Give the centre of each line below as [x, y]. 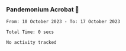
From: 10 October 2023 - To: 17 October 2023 [63, 22]
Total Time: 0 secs [30, 32]
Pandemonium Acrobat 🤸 [43, 9]
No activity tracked [32, 43]
